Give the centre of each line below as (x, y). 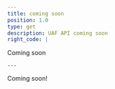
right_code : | (28, 40)
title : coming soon (36, 14)
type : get (22, 26)
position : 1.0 (28, 20)
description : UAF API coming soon (58, 33)
